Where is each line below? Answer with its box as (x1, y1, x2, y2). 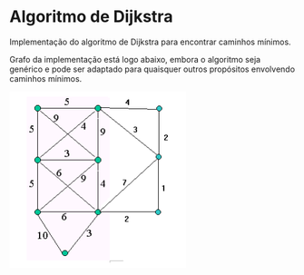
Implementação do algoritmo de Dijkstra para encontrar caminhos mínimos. (9, 36, 292, 47)
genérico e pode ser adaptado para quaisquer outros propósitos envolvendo (9, 64, 296, 74)
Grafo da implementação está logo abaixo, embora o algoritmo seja (9, 54, 261, 64)
